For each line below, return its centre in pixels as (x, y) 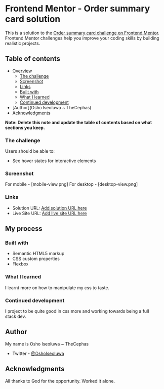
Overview (22, 71)
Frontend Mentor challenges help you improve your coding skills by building (82, 38)
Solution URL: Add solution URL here (50, 208)
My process (24, 229)
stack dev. (16, 316)
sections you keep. (25, 128)
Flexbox (20, 264)
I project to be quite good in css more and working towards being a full (77, 311)
